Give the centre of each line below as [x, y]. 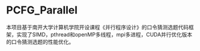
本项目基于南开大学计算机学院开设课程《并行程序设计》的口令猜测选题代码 [97, 27]
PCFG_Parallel [42, 10]
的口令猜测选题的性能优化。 [40, 42]
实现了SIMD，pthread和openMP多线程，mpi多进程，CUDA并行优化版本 [104, 34]
